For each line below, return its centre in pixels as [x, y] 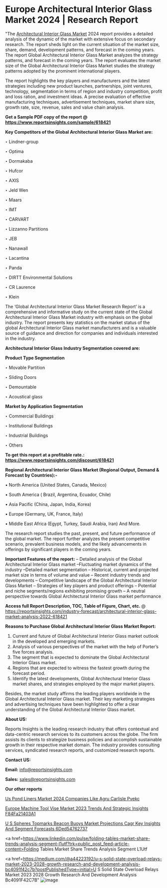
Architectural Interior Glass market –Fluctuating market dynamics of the [79, 564]
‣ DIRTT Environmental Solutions [39, 277]
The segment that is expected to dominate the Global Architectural [81, 657]
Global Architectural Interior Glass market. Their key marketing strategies [80, 699]
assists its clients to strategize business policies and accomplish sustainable [83, 739]
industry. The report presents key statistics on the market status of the [78, 322]
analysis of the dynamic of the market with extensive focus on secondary [81, 39]
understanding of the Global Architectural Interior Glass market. [70, 709]
